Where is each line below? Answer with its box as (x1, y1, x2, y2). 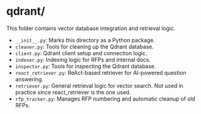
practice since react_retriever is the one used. (15, 88, 131, 96)
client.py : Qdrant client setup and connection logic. (15, 49, 148, 56)
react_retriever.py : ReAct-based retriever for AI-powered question (15, 69, 186, 76)
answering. (15, 75, 44, 83)
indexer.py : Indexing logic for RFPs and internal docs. (15, 56, 151, 63)
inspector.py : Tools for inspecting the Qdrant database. (15, 63, 156, 70)
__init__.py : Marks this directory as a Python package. (15, 36, 155, 44)
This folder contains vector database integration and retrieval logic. (6, 25, 175, 32)
